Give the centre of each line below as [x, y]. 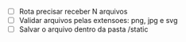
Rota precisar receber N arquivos [73, 11]
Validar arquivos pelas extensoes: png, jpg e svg [98, 21]
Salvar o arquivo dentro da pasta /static [83, 29]
